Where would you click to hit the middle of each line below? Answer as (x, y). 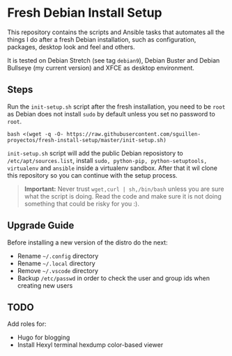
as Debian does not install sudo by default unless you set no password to (111, 114)
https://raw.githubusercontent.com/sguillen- (133, 134)
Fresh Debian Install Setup (85, 13)
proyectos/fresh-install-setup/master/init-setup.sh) (87, 140)
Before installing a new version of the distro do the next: (88, 242)
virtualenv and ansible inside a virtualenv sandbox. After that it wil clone (113, 168)
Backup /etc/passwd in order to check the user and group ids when (114, 278)
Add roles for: (27, 324)
